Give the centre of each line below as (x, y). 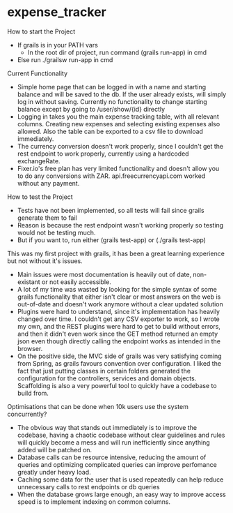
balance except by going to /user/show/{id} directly (91, 109)
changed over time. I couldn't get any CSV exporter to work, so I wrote (119, 319)
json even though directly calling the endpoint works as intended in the (119, 341)
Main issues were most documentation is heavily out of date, (104, 274)
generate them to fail (47, 218)
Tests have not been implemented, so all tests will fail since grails (111, 210)
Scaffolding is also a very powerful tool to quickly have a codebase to (117, 385)
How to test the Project (40, 197)
